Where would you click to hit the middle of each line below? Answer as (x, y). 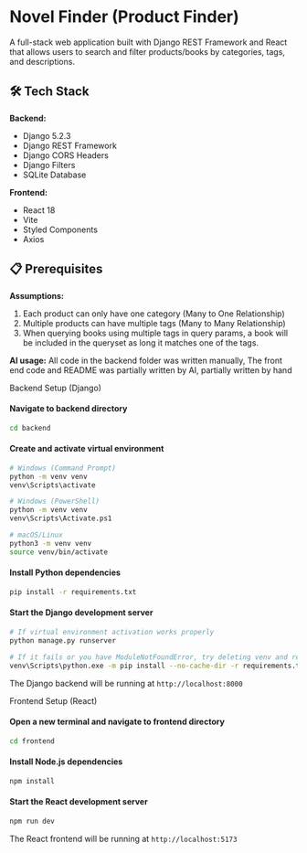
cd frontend (32, 741)
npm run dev (32, 821)
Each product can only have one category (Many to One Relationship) (153, 314)
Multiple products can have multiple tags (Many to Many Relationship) (154, 323)
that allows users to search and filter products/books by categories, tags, (148, 51)
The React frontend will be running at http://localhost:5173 (123, 838)
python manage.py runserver (63, 640)
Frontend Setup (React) (53, 700)
